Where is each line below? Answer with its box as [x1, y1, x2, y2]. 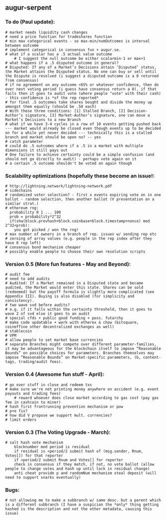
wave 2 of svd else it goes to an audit [5, 311, 90, 316]
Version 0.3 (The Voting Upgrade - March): [5, 429, 111, 436]
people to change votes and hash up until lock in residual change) [5, 466, 150, 471]
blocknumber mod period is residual [14, 444, 90, 449]
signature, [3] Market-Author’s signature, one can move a [25, 113, 150, 118]
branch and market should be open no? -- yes [5, 134, 101, 140]
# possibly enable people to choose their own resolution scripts [5, 249, 146, 254]
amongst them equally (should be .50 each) [5, 104, 97, 109]
